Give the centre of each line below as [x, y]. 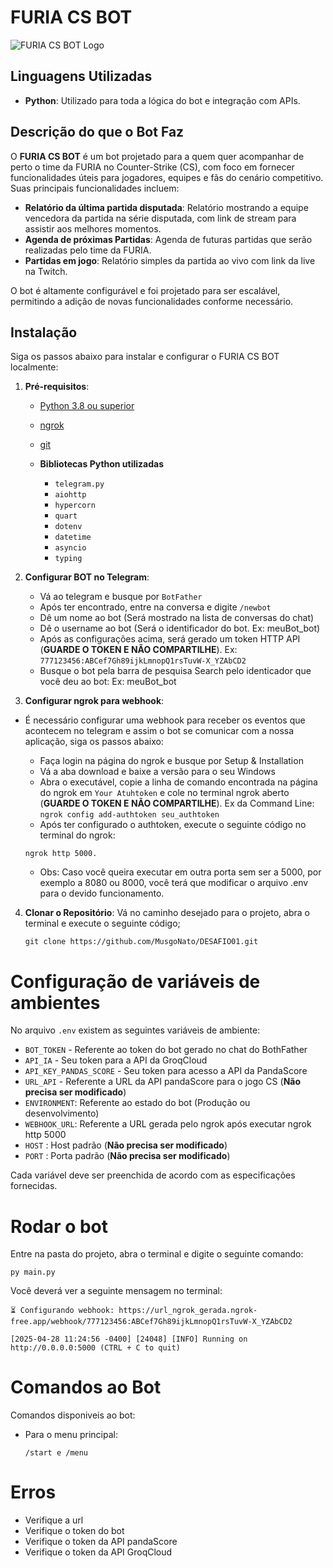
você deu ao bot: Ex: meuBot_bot [108, 682]
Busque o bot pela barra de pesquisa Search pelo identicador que [175, 671]
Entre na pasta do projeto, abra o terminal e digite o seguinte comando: [157, 1254]
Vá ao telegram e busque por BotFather [121, 597]
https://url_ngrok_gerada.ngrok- [188, 1311]
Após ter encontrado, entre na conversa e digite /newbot [155, 607]
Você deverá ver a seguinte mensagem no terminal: [116, 1291]
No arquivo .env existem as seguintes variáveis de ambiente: [135, 1030]
